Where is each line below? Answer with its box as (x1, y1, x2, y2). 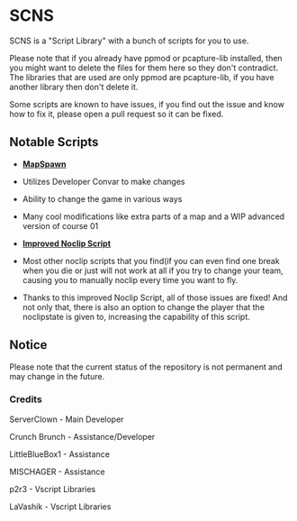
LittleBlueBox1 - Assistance (9, 448, 111, 460)
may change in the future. (9, 370, 105, 381)
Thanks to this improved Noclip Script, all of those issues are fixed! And (22, 292, 288, 303)
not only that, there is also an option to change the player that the (22, 301, 265, 312)
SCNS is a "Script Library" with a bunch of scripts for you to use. (9, 35, 249, 46)
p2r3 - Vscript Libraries (9, 483, 96, 494)
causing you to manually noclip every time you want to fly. (22, 274, 238, 285)
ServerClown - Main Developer (9, 414, 124, 425)
